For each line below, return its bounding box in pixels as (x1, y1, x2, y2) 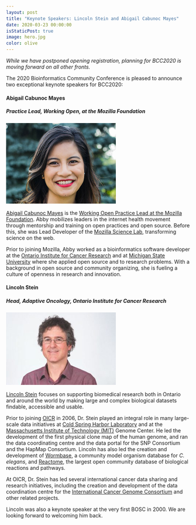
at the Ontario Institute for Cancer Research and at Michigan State (6, 252, 166, 259)
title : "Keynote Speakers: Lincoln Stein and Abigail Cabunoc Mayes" (6, 15, 180, 22)
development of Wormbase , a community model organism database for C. (6, 452, 185, 459)
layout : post (6, 9, 38, 15)
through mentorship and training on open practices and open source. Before (6, 221, 190, 229)
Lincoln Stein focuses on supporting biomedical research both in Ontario (6, 391, 181, 398)
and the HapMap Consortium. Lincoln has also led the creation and (6, 446, 167, 453)
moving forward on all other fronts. (6, 63, 91, 70)
